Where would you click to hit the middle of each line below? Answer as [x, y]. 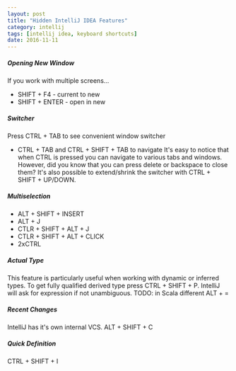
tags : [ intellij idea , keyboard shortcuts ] [72, 34]
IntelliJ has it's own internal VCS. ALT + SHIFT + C [80, 327]
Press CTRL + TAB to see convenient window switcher [87, 136]
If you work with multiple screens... [58, 81]
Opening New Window [41, 63]
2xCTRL [29, 244]
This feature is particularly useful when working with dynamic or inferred [113, 278]
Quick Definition [32, 343]
